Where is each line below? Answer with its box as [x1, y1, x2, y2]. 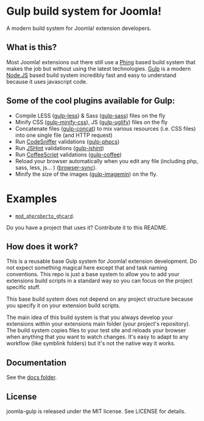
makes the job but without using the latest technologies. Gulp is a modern [6, 65, 191, 72]
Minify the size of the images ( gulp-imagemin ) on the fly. [15, 170, 158, 178]
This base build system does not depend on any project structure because [6, 295, 194, 303]
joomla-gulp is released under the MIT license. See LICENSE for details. [6, 408, 186, 415]
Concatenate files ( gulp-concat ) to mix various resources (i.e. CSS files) [15, 125, 196, 132]
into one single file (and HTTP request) [15, 131, 113, 139]
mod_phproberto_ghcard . [15, 212, 75, 219]
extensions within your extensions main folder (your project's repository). [6, 320, 191, 328]
